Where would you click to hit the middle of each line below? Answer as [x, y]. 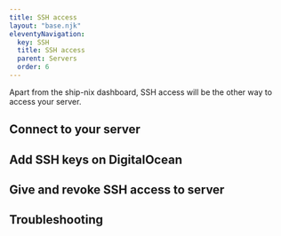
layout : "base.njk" [45, 26]
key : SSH [33, 42]
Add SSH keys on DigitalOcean [96, 159]
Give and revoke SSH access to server [117, 190]
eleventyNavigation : [48, 34]
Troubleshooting [56, 220]
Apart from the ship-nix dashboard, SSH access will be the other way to [141, 92]
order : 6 [33, 67]
